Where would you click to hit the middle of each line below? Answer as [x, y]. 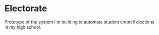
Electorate [26, 9]
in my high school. [23, 27]
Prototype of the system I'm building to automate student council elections [79, 22]
